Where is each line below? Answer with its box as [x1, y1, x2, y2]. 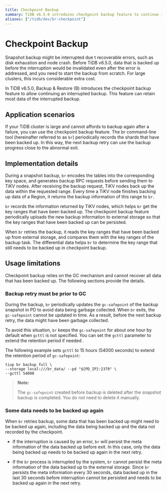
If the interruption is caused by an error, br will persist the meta [12, 439, 142, 445]
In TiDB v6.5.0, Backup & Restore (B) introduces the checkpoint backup [5, 85, 151, 91]
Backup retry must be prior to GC [5, 290, 86, 297]
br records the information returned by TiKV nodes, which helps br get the [5, 203, 158, 209]
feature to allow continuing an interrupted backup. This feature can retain [5, 91, 155, 97]
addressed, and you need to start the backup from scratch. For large [5, 70, 146, 76]
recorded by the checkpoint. [5, 429, 64, 435]
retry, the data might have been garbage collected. [5, 318, 109, 324]
